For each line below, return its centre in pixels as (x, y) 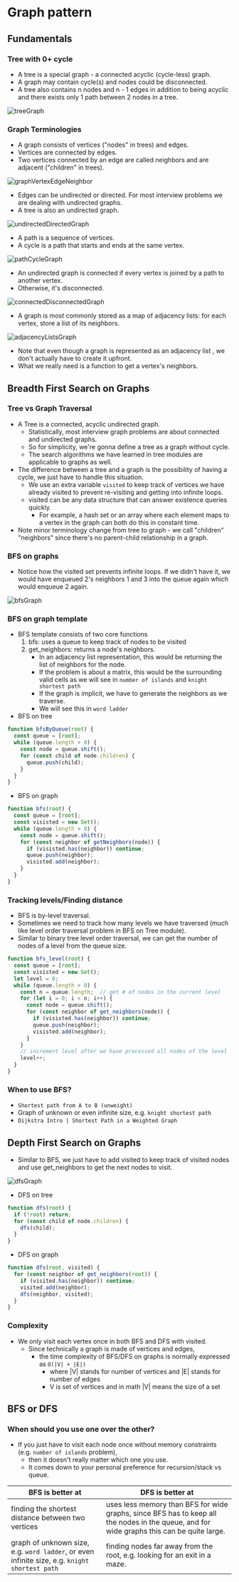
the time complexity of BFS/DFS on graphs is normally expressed (134, 1356)
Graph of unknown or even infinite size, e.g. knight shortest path (115, 1113)
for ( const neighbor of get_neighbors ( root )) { (86, 1274)
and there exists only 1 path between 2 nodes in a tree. (98, 97)
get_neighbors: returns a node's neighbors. (92, 649)
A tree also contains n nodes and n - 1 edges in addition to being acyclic (123, 89)
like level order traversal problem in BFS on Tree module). (102, 931)
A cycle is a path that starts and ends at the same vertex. (101, 246)
